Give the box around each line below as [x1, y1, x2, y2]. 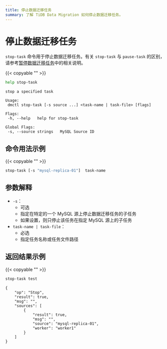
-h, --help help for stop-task [7, 116, 79, 121]
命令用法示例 [5, 144, 46, 153]
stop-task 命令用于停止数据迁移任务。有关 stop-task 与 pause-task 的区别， [5, 53, 165, 60]
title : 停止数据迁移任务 [5, 7, 52, 13]
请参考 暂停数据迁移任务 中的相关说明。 [5, 60, 86, 66]
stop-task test [5, 276, 38, 281]
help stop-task [5, 80, 38, 85]
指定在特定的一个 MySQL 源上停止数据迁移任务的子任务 [20, 210, 136, 217]
